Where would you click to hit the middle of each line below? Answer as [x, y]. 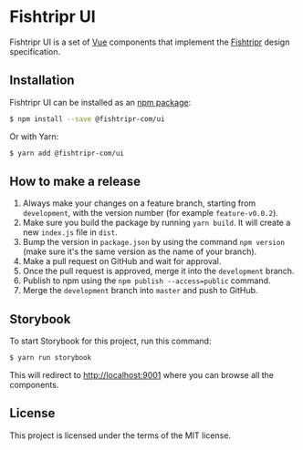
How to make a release [75, 181]
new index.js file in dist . [70, 232]
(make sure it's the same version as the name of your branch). [140, 251]
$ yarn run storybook [51, 358]
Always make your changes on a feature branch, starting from [139, 203]
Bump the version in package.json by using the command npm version [154, 242]
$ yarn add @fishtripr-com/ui [67, 153]
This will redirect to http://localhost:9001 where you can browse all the [141, 375]
